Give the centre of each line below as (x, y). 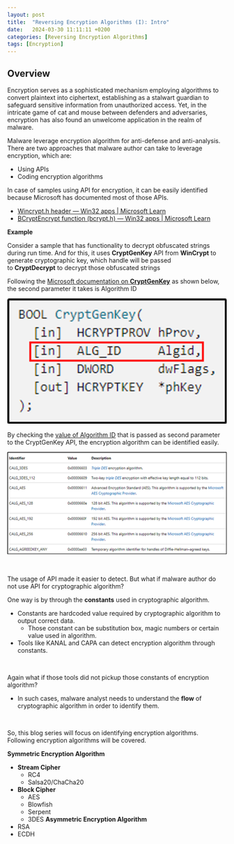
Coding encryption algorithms (60, 176)
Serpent (39, 812)
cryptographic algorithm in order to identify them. (88, 706)
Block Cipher (36, 790)
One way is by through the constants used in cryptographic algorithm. (109, 600)
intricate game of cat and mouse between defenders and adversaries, (107, 112)
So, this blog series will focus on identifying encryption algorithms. (103, 733)
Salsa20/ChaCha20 (56, 783)
